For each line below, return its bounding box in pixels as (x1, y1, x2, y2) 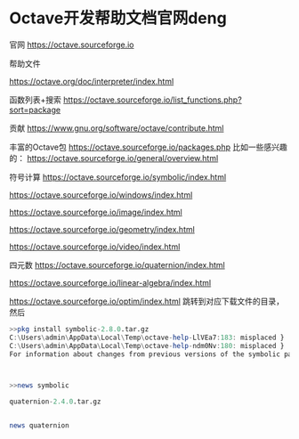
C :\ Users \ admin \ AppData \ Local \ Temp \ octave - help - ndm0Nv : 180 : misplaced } (9, 341, 285, 350)
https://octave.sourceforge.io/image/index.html (9, 207, 182, 217)
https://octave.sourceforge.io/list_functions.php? (63, 94, 242, 105)
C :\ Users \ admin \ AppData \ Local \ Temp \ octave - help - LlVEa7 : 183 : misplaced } (9, 333, 285, 342)
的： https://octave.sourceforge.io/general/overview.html (9, 152, 219, 163)
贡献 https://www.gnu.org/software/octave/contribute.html (9, 122, 224, 134)
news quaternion (9, 421, 69, 430)
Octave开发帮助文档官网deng (9, 8, 227, 28)
